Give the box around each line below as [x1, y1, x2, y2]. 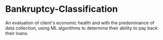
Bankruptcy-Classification [5, 3, 118, 15]
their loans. [5, 30, 29, 36]
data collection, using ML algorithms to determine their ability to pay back [5, 25, 158, 31]
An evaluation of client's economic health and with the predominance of [5, 20, 154, 26]
